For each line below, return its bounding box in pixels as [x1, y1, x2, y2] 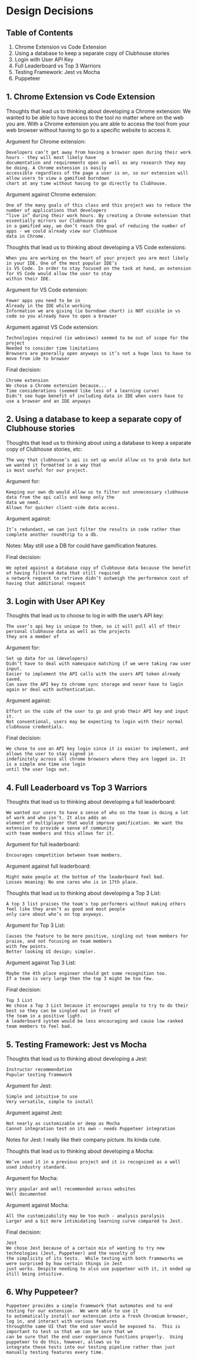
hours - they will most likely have [6, 154, 96, 160]
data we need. [6, 499, 41, 505]
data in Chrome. [6, 233, 46, 239]
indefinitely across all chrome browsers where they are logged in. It [6, 756, 186, 762]
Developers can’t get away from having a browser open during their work [6, 149, 192, 155]
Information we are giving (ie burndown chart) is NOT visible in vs [6, 308, 181, 314]
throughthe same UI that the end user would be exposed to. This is [6, 1323, 181, 1329]
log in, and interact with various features [6, 1318, 117, 1324]
